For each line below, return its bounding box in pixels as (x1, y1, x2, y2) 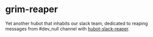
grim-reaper (5, 4, 58, 15)
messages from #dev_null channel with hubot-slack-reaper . (5, 25, 130, 31)
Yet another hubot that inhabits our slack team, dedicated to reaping (5, 20, 148, 26)
